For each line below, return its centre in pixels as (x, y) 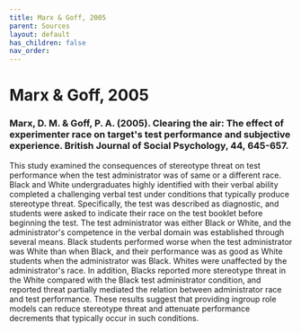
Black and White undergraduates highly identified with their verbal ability (144, 184)
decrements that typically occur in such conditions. (104, 318)
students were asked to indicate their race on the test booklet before (136, 213)
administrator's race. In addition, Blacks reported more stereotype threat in (147, 270)
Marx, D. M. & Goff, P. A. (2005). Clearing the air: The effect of (147, 124)
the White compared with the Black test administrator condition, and (135, 280)
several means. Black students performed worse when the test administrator (151, 241)
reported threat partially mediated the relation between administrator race (146, 289)
